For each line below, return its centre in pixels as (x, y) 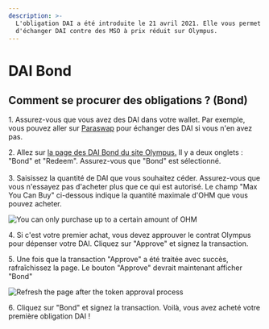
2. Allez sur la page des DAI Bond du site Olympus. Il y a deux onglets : (126, 152)
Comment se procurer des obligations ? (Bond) (128, 100)
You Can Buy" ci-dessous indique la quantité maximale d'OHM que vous (128, 195)
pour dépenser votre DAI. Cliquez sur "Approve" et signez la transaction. (128, 244)
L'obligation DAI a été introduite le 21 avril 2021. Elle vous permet (139, 23)
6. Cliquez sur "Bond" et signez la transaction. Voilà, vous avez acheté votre (134, 308)
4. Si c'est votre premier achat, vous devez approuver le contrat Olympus (130, 235)
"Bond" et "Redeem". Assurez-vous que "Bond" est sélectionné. (115, 161)
